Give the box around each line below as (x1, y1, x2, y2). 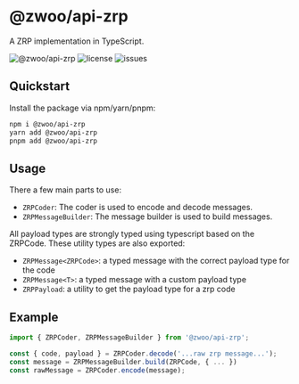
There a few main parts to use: (9, 184, 122, 195)
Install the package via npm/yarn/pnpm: (9, 102, 156, 113)
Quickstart (9, 78, 71, 94)
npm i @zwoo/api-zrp (9, 119, 87, 128)
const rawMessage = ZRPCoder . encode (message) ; (9, 365, 186, 375)
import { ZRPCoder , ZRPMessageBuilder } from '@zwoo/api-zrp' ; (9, 333, 250, 342)
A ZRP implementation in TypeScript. (9, 36, 145, 46)
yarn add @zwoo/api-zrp (9, 127, 98, 137)
